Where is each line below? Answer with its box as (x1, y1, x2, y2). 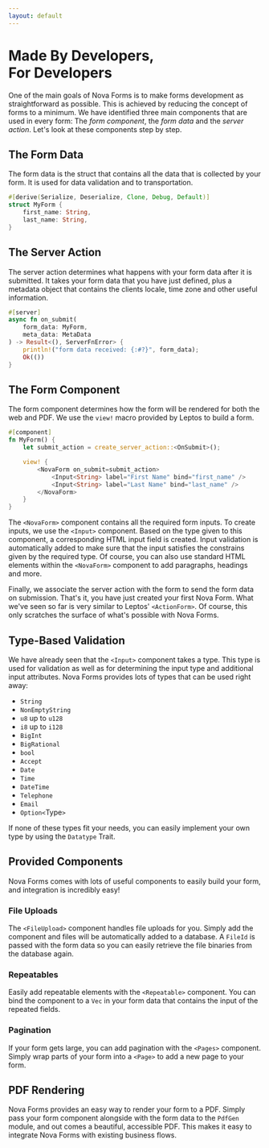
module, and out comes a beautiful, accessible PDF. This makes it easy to (8, 1121, 252, 1132)
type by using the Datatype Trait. (8, 831, 116, 841)
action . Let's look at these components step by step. (8, 124, 182, 134)
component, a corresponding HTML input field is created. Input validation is (8, 535, 259, 545)
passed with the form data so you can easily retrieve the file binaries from (8, 940, 253, 951)
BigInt (19, 731, 43, 740)
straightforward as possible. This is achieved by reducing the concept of (8, 98, 248, 109)
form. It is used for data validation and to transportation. (8, 178, 194, 188)
